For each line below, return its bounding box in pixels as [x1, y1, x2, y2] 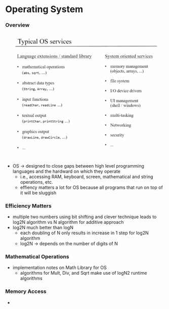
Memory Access [5, 288, 47, 295]
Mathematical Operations [5, 253, 69, 260]
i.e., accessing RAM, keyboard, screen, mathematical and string [20, 173, 153, 180]
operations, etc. [20, 179, 53, 185]
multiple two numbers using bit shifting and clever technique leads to [12, 214, 157, 220]
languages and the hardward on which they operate [12, 168, 120, 174]
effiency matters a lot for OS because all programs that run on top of [20, 184, 163, 190]
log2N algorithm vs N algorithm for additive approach [12, 219, 124, 225]
